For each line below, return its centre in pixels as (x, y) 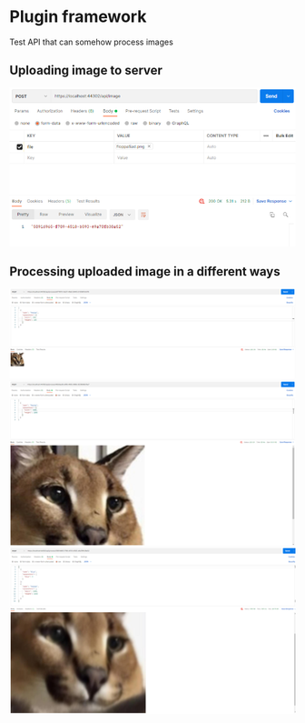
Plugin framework (78, 17)
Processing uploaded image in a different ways (145, 271)
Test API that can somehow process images (92, 42)
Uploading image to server (86, 70)
